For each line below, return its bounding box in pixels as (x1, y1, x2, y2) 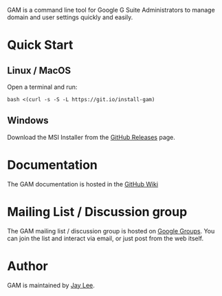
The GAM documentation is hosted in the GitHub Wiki (7, 180, 159, 188)
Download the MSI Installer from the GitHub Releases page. (7, 133, 175, 141)
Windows (7, 115, 49, 127)
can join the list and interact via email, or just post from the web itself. (7, 234, 204, 242)
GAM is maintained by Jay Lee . (7, 281, 95, 289)
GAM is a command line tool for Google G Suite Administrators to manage (7, 6, 215, 14)
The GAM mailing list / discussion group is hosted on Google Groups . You (7, 226, 215, 235)
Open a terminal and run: (7, 83, 78, 91)
